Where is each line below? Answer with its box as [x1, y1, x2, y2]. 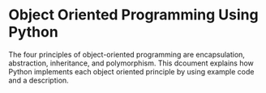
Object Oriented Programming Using [8, 6, 259, 24]
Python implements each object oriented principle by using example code [8, 66, 255, 76]
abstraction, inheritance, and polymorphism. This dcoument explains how [8, 58, 254, 68]
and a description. [8, 75, 69, 85]
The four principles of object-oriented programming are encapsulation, [8, 49, 246, 59]
